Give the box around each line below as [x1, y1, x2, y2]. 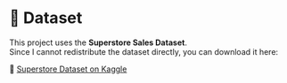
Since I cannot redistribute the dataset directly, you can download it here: [9, 46, 279, 57]
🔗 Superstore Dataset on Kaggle [9, 64, 127, 74]
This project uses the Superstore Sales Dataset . [9, 37, 187, 48]
